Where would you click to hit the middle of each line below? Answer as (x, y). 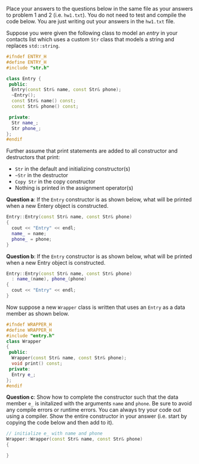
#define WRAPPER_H (29, 330)
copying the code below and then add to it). (60, 423)
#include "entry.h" (30, 336)
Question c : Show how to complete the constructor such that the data (92, 397)
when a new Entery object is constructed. (57, 206)
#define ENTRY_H (26, 62)
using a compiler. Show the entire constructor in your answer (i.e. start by (97, 416)
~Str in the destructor (42, 175)
